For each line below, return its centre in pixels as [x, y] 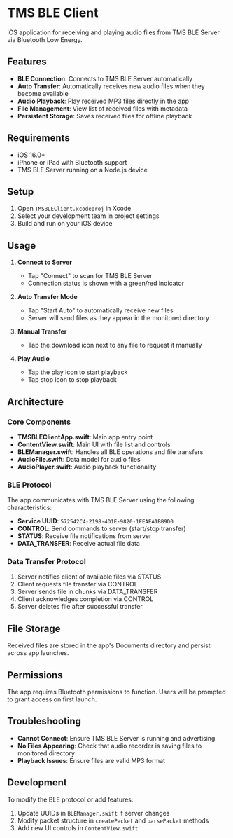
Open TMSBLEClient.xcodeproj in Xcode [74, 209]
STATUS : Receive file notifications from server [84, 536]
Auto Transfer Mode [48, 297]
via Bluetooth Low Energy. [45, 39]
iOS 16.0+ [31, 155]
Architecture [36, 402]
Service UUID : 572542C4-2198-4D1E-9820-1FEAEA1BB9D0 [95, 521]
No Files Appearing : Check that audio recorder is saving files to [110, 746]
